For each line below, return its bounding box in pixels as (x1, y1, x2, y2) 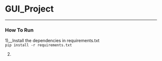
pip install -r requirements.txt (5, 43, 72, 48)
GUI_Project (5, 3, 54, 15)
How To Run (5, 27, 34, 33)
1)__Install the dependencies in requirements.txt (5, 38, 100, 44)
